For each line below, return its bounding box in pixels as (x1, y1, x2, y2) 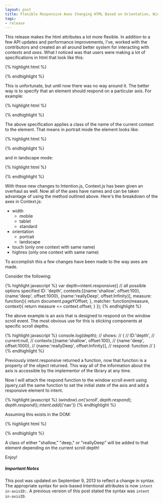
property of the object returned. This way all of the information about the (5, 363, 150, 368)
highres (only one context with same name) (12, 249, 99, 255)
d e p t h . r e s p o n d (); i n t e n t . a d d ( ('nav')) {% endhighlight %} (5, 402, 116, 408)
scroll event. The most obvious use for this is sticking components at (5, 318, 143, 324)
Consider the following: (5, 273, 52, 279)
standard (19, 224, 37, 229)
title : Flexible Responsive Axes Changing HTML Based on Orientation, (5, 12, 151, 17)
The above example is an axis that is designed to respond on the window (5, 313, 151, 319)
